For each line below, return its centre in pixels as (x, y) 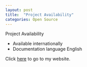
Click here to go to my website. (38, 59)
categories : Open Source (32, 19)
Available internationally (37, 44)
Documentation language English (47, 49)
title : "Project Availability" (39, 15)
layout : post (19, 10)
